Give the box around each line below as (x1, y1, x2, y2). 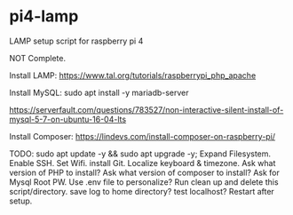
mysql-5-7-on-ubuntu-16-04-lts (9, 114, 127, 124)
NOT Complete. (9, 52, 67, 63)
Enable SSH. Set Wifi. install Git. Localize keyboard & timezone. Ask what (9, 157, 276, 168)
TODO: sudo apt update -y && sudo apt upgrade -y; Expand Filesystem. (9, 148, 272, 159)
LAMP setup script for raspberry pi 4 (9, 36, 144, 46)
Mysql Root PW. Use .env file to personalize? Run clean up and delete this (9, 176, 279, 187)
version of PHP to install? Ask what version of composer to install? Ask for (9, 167, 280, 178)
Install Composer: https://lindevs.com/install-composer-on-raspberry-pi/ (9, 131, 276, 141)
